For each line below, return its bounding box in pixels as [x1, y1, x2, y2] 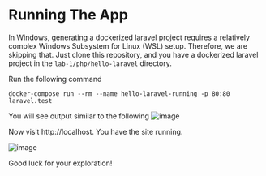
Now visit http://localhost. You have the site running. [8, 127, 183, 136]
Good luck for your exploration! [8, 158, 113, 168]
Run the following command [8, 74, 102, 84]
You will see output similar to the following [8, 111, 150, 121]
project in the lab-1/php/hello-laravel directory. [8, 58, 173, 68]
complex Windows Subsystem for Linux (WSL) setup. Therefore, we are [8, 41, 248, 50]
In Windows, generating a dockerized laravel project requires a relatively [8, 32, 250, 42]
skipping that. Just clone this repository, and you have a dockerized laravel [8, 49, 259, 59]
